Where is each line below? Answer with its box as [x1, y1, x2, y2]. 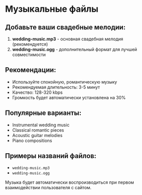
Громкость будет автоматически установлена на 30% [12, 94, 126, 100]
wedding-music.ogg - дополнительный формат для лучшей [12, 47, 137, 52]
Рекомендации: [5, 66, 56, 74]
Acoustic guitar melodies [12, 132, 63, 138]
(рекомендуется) [12, 41, 48, 47]
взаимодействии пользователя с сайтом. [5, 185, 92, 191]
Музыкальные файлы [5, 3, 99, 15]
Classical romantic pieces [12, 127, 65, 133]
